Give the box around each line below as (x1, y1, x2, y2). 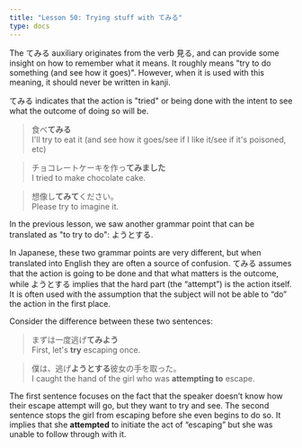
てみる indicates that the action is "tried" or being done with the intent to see (9, 95, 293, 106)
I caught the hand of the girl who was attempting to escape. (31, 372, 255, 383)
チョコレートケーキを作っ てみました (31, 162, 166, 173)
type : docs (9, 22, 50, 31)
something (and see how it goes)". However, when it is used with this (9, 67, 265, 77)
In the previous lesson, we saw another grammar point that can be (9, 218, 254, 229)
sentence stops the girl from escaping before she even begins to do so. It (9, 409, 281, 420)
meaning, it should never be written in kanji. (9, 76, 171, 87)
